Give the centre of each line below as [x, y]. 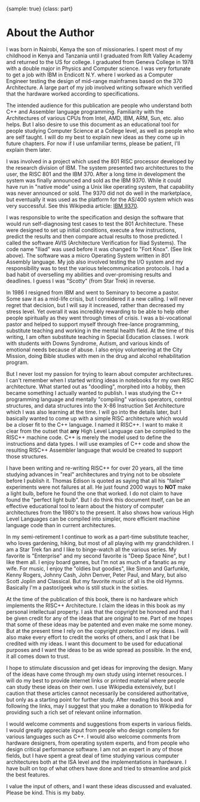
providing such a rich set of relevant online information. [74, 712]
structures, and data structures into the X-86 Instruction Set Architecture [96, 405]
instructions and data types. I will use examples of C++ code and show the [98, 443]
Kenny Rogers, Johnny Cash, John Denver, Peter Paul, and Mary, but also [96, 575]
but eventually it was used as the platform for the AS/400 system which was [100, 199]
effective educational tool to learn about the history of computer [85, 506]
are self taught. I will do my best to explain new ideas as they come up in [96, 137]
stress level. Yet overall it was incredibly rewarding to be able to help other [98, 311]
